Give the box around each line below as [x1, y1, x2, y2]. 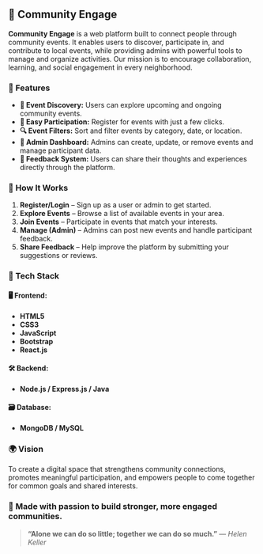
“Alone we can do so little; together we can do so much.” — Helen [27, 529, 247, 538]
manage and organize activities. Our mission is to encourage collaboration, [8, 54, 252, 63]
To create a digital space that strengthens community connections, [8, 465, 227, 474]
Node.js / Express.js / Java [19, 384, 110, 393]
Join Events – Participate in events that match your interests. [19, 217, 219, 226]
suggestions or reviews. [19, 251, 98, 260]
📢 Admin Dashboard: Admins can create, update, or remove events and [19, 138, 254, 147]
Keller [27, 537, 47, 547]
